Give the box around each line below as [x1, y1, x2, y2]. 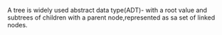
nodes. [7, 21, 28, 29]
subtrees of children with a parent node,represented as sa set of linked [7, 13, 216, 22]
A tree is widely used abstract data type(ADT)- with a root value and [7, 6, 208, 14]
